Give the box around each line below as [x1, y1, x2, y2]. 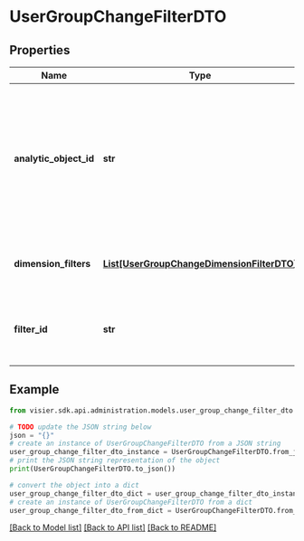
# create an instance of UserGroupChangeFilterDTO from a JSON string [9, 439, 281, 449]
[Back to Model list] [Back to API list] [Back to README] [9, 522, 217, 533]
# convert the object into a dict [9, 480, 140, 489]
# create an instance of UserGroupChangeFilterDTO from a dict [9, 498, 253, 507]
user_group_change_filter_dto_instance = [9, 448, 168, 457]
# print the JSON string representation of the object [9, 456, 221, 465]
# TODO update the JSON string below [9, 422, 152, 432]
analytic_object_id [14, 152, 95, 165]
